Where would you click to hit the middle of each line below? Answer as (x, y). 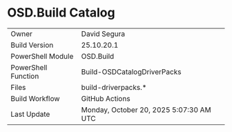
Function (25, 76)
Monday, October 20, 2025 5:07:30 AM (146, 110)
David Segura (103, 34)
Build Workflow (35, 98)
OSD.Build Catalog (61, 13)
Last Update (30, 114)
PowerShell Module (42, 56)
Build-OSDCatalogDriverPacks (131, 72)
